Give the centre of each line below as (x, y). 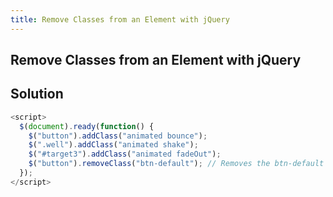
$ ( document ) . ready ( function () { (87, 126)
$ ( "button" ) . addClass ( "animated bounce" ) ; (118, 136)
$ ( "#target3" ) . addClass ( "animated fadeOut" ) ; (125, 154)
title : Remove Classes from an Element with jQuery (120, 19)
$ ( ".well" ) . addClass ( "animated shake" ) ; (113, 145)
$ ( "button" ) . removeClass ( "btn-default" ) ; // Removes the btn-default (176, 164)
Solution (37, 94)
